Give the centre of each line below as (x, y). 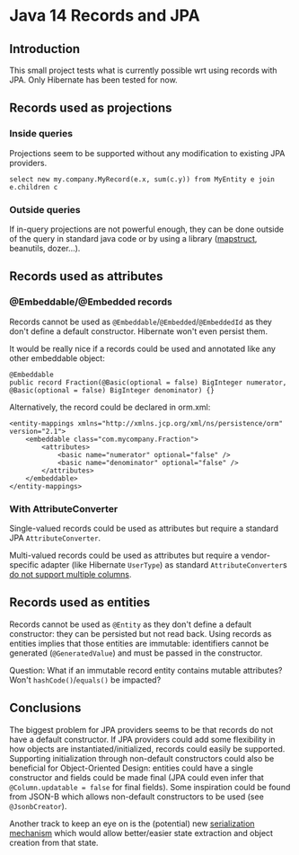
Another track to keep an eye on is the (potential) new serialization (132, 824)
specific (24, 564)
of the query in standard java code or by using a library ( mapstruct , (133, 238)
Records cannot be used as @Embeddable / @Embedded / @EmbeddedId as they (141, 322)
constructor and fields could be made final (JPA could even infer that (137, 777)
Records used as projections (91, 108)
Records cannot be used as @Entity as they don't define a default (131, 624)
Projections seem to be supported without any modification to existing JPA (147, 153)
